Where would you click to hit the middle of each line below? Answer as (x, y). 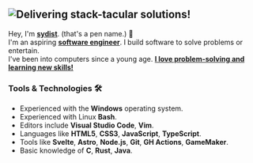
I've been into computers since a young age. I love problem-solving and (126, 59)
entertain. (24, 50)
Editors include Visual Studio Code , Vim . (87, 125)
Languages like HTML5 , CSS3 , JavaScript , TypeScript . (110, 134)
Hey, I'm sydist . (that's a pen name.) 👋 (71, 33)
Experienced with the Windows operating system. (101, 108)
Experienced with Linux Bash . (68, 117)
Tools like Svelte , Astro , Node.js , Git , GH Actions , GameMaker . (124, 142)
